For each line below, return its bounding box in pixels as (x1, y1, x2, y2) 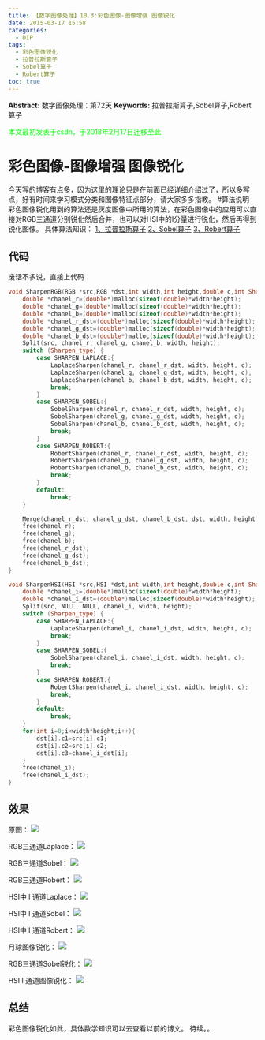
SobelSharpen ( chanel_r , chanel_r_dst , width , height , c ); (50, 406, 245, 413)
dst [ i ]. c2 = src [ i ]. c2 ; (36, 742, 108, 750)
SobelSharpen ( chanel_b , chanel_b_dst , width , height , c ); (50, 420, 245, 428)
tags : (8, 41, 26, 49)
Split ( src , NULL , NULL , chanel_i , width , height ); (22, 603, 192, 611)
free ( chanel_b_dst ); (22, 559, 90, 567)
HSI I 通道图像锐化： (8, 975, 74, 985)
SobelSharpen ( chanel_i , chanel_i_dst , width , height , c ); (50, 654, 245, 662)
